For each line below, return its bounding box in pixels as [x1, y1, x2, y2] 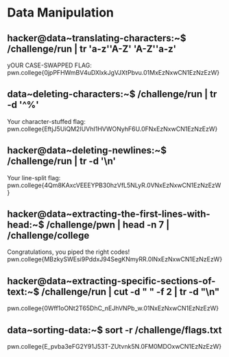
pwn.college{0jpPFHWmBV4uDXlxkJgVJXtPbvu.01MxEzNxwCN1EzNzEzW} [7, 69, 220, 76]
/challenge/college [7, 230, 90, 241]
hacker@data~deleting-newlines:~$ [7, 144, 167, 156]
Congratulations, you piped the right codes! [7, 248, 130, 256]
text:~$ [7, 285, 40, 297]
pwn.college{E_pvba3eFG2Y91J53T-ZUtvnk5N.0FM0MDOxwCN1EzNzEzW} [7, 343, 221, 351]
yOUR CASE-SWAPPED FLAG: [7, 61, 93, 69]
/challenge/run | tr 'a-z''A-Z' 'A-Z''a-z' [7, 43, 177, 54]
